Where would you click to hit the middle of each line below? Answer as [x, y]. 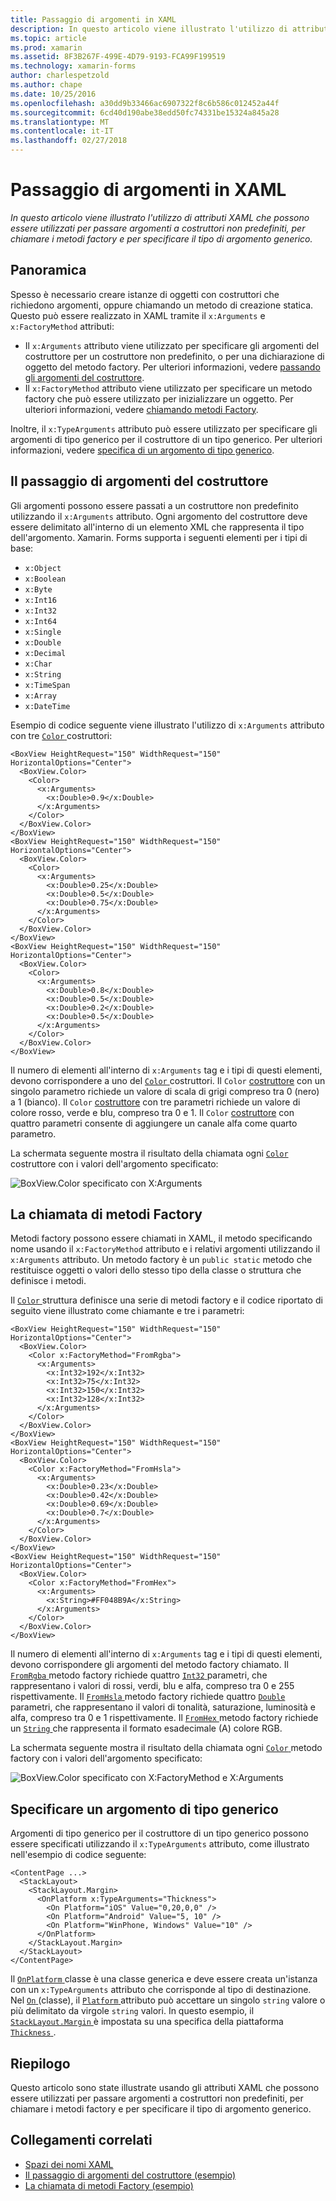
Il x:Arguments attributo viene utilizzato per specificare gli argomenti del [172, 345]
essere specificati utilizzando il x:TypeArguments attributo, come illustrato [160, 1844]
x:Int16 [40, 600]
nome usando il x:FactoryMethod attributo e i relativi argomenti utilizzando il [165, 1249]
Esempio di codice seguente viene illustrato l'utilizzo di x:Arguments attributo [167, 725]
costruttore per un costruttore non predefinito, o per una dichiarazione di [174, 356]
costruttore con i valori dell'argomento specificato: [114, 1163]
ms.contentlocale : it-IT [62, 131]
